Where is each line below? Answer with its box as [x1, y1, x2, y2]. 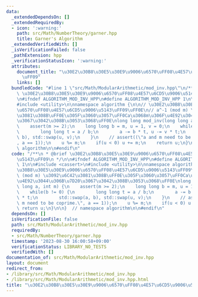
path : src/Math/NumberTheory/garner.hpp [16, 31, 117, 36]
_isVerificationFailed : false [11, 47, 85, 53]
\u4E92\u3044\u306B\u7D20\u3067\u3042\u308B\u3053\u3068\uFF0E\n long [16, 178, 192, 184]
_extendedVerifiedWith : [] [11, 42, 78, 48]
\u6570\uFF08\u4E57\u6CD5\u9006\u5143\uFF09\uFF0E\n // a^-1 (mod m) [16, 107, 189, 113]
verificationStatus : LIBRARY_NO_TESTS [11, 243, 107, 250]
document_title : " [16, 69, 62, 75]
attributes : [11, 63, 41, 69]
